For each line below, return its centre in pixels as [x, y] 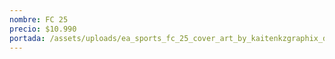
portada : [27, 38]
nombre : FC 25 [39, 19]
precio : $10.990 [43, 29]
